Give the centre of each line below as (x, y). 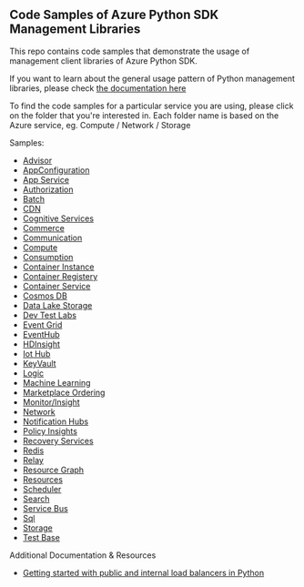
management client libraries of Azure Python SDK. (104, 61)
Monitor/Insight (51, 402)
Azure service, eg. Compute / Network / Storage (100, 125)
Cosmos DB (45, 296)
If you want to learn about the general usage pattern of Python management (152, 78)
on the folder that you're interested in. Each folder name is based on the (144, 115)
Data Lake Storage (57, 305)
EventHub (41, 334)
